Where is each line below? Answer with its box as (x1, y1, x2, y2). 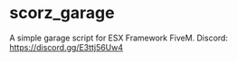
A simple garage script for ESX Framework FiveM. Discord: (9, 32, 229, 43)
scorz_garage (9, 3, 115, 23)
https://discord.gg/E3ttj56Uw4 (9, 41, 124, 52)
